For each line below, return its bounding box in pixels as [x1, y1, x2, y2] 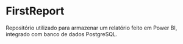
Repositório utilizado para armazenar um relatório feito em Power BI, [5, 24, 178, 31]
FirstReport [5, 4, 65, 18]
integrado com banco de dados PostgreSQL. [5, 30, 118, 37]
